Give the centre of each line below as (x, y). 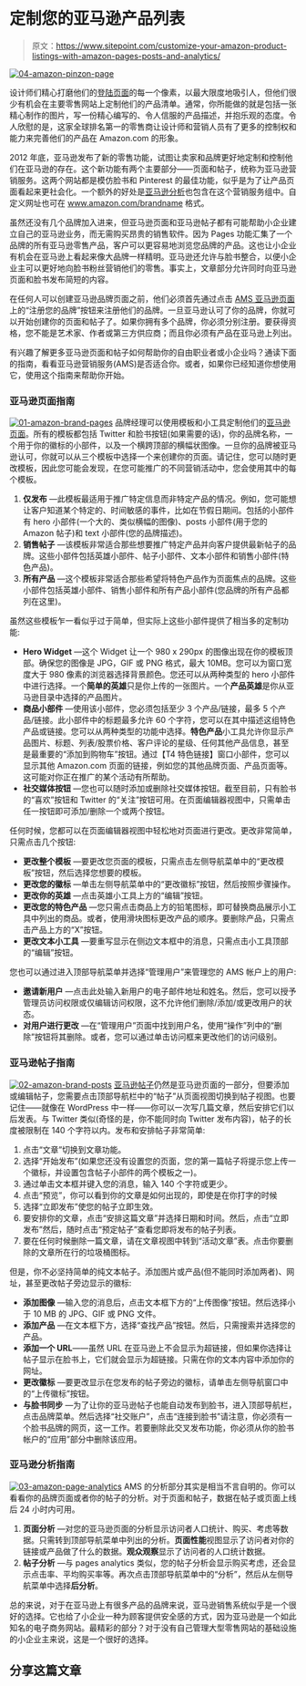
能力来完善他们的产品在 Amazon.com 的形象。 (97, 138)
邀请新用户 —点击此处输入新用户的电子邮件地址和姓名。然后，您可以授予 (159, 991)
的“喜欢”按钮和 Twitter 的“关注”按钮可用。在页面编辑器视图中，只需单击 (157, 800)
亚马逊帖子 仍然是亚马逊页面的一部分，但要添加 (201, 1084)
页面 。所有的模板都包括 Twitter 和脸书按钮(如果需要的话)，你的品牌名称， (147, 434)
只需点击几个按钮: (43, 842)
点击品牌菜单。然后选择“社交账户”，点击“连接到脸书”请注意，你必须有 (153, 1416)
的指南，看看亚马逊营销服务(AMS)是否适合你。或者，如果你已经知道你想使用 (153, 363)
